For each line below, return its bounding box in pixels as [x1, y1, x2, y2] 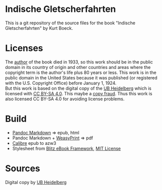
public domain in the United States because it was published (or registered [5, 74, 158, 80]
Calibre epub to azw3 [12, 140, 56, 146]
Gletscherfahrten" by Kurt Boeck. [5, 25, 73, 31]
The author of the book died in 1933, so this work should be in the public [5, 59, 153, 65]
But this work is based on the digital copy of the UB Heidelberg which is [5, 85, 152, 91]
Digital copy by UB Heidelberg [5, 179, 67, 185]
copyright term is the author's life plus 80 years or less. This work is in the [5, 69, 157, 75]
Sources [5, 163, 41, 174]
